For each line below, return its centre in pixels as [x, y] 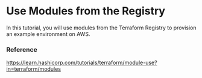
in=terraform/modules [34, 69]
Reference [22, 49]
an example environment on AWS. [48, 34]
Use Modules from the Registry [86, 11]
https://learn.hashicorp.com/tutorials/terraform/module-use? [82, 63]
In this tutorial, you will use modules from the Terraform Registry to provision [101, 28]
